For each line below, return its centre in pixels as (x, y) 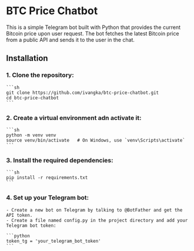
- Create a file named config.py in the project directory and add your (97, 220)
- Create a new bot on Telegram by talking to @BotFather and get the (94, 210)
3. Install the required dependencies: (60, 160)
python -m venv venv (31, 135)
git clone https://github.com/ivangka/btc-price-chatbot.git (83, 93)
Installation (27, 58)
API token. (19, 215)
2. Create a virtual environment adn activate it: (74, 118)
